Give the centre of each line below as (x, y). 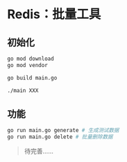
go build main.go (32, 78)
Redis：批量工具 (54, 14)
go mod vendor (28, 65)
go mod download (31, 59)
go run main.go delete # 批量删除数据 (60, 137)
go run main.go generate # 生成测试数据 (63, 131)
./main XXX (23, 90)
